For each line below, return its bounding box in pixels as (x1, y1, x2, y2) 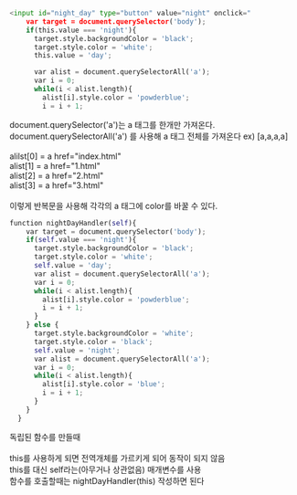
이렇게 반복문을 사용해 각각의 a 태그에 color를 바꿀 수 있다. (9, 200, 218, 211)
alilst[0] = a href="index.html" (9, 151, 122, 162)
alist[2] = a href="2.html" (9, 170, 104, 181)
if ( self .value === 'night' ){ (26, 236, 137, 245)
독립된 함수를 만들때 (9, 431, 80, 442)
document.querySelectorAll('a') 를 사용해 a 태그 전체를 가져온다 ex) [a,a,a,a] (9, 131, 289, 142)
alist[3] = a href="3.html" (9, 179, 104, 191)
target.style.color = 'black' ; (33, 337, 154, 346)
